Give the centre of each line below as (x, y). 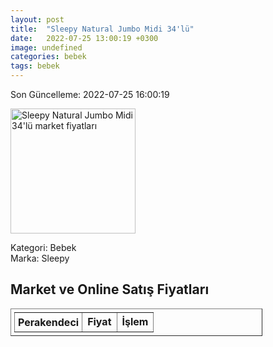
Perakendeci (49, 322)
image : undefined (46, 47)
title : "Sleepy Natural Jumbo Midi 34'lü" (102, 29)
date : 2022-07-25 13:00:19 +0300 (84, 38)
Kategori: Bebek (43, 247)
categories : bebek (48, 57)
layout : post (37, 19)
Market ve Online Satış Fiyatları (110, 289)
